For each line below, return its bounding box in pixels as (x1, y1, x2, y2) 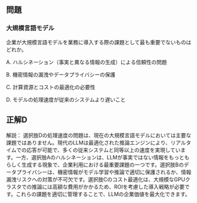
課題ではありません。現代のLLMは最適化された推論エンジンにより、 (6, 139, 171, 146)
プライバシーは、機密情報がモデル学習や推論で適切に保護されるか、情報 (16, 168, 192, 175)
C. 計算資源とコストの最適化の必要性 (6, 84, 96, 91)
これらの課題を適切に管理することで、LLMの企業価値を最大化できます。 (15, 190, 191, 198)
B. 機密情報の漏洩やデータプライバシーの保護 (6, 71, 116, 78)
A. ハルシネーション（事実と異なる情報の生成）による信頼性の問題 (6, 58, 167, 65)
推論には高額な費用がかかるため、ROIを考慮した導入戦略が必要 (31, 183, 185, 190)
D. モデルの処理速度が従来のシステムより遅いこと (6, 96, 126, 103)
